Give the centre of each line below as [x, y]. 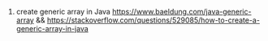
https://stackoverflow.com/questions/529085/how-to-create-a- [153, 20]
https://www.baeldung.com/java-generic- [182, 12]
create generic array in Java [63, 12]
